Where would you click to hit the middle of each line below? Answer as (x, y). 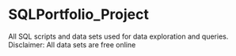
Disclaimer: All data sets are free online (72, 44)
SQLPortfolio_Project (78, 15)
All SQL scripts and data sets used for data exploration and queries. (118, 36)
